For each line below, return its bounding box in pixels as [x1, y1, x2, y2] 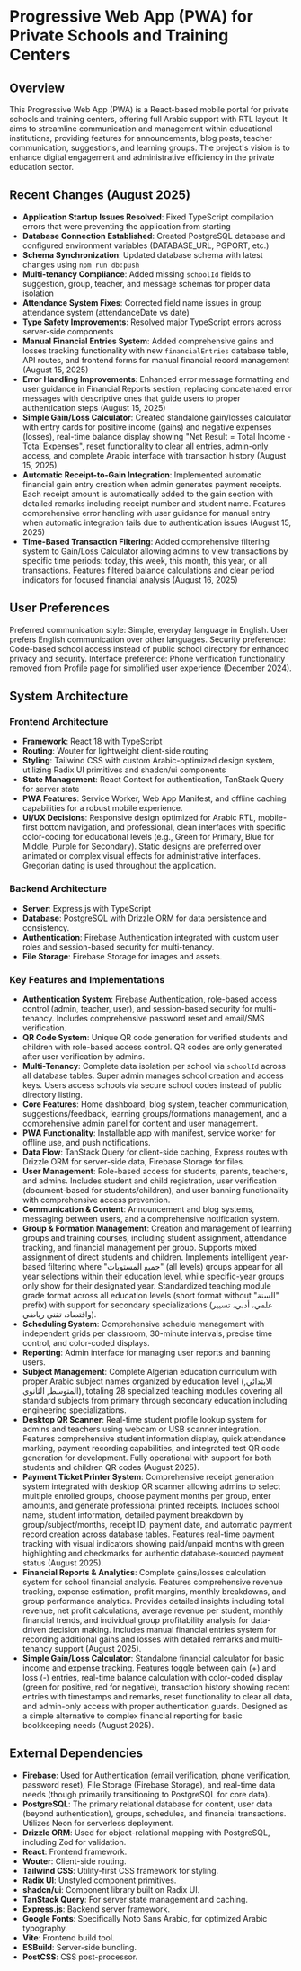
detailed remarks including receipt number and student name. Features [22, 497, 286, 509]
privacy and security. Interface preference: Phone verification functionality [9, 653, 286, 664]
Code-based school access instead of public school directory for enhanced [9, 643, 289, 654]
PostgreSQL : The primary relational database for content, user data [22, 1798, 273, 1809]
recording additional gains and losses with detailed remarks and [22, 1634, 260, 1645]
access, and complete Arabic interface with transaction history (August [22, 450, 287, 460]
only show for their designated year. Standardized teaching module [22, 1280, 271, 1291]
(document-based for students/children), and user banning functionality [22, 1184, 289, 1195]
